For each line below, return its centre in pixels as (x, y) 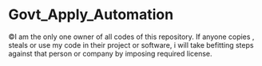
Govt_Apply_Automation (91, 15)
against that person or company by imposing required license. (111, 53)
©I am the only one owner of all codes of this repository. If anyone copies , (131, 37)
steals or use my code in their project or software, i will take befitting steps (131, 45)
